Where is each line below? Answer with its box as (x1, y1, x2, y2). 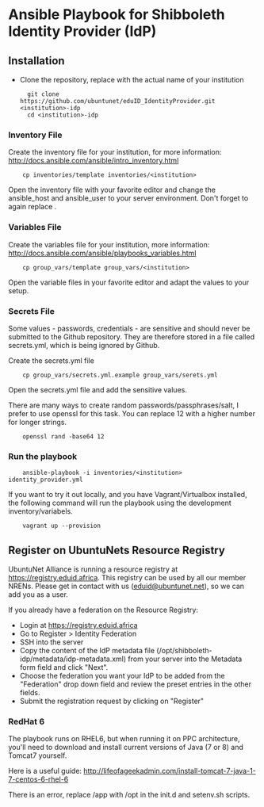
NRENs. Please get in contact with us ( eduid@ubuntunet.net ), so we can (8, 581, 244, 591)
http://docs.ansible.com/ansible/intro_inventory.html (8, 156, 179, 166)
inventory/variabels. (8, 507, 73, 516)
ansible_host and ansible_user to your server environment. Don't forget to (8, 193, 249, 203)
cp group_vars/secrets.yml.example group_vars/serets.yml (22, 371, 218, 379)
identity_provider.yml (8, 476, 83, 484)
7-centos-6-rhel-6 (8, 774, 69, 784)
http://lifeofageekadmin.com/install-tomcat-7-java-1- (82, 767, 256, 776)
